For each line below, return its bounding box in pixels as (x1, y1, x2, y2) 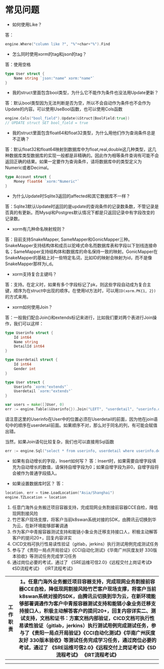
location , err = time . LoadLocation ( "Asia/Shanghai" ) (5, 490, 115, 495)
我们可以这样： (13, 320, 44, 326)
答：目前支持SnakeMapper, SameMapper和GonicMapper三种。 (5, 236, 133, 242)
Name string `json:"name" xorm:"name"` (14, 76, 95, 81)
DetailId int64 (14, 344, 45, 349)
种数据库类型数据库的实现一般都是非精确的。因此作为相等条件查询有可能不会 (5, 152, 159, 159)
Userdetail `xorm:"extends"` (14, 389, 73, 394)
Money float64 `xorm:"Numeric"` (14, 179, 80, 184)
